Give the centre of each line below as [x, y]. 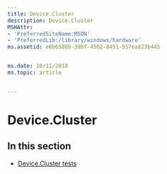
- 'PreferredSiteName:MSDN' [49, 34]
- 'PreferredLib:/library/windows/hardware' [74, 40]
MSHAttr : [20, 27]
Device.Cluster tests [47, 163]
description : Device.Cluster [50, 21]
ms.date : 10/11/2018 [38, 66]
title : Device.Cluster [41, 14]
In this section [39, 146]
